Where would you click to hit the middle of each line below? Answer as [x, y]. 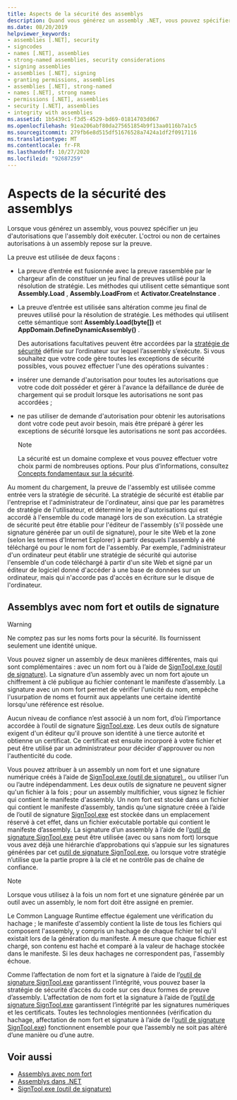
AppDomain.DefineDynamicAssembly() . [79, 329]
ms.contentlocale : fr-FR [44, 146]
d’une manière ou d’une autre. [51, 1035]
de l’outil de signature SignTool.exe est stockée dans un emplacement [109, 814]
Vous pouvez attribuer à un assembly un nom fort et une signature [104, 769]
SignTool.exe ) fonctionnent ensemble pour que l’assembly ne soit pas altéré [117, 1027]
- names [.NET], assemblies [49, 54]
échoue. [19, 961]
